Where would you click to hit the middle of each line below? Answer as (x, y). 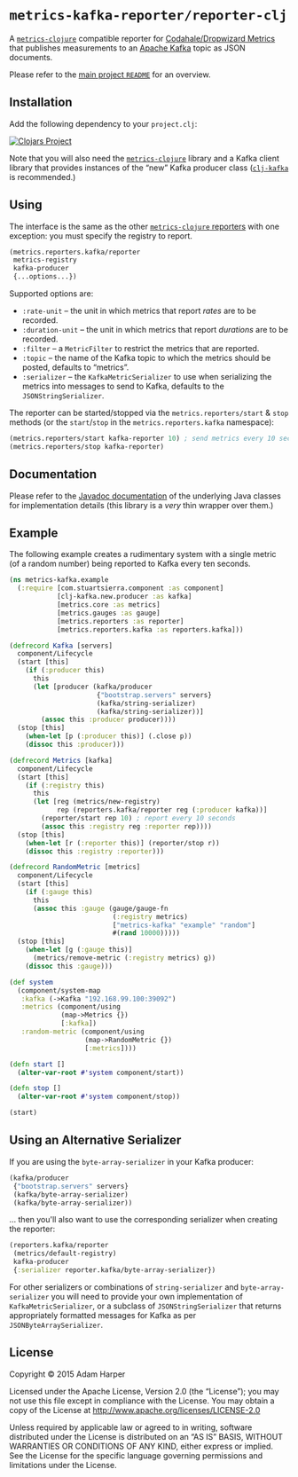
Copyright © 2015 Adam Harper (67, 1374)
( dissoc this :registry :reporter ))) (95, 851)
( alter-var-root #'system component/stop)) (98, 1097)
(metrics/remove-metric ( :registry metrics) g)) (124, 958)
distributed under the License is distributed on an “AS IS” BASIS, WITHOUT (146, 1436)
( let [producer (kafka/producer (92, 687)
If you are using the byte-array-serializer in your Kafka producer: (132, 1161)
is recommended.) (43, 177)
